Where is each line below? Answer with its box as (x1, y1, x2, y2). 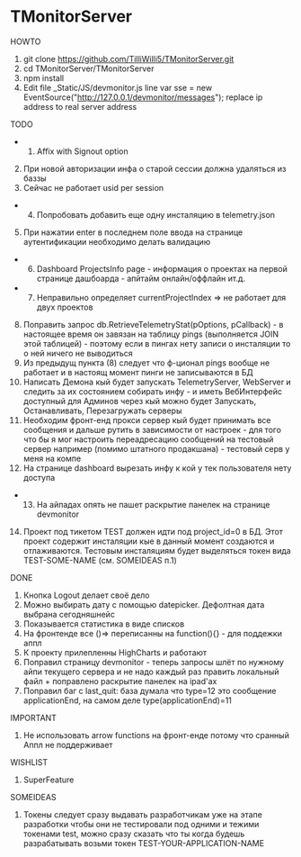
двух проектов (36, 302, 93, 312)
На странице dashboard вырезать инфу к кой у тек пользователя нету (22, 462, 292, 474)
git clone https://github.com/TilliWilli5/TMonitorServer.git (22, 53, 235, 64)
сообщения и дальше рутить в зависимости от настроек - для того (22, 424, 282, 435)
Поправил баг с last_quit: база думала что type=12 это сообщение (22, 685, 277, 696)
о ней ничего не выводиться (22, 347, 133, 358)
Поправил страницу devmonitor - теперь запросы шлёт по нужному (22, 656, 284, 667)
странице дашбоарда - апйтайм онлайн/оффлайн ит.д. (36, 273, 246, 284)
